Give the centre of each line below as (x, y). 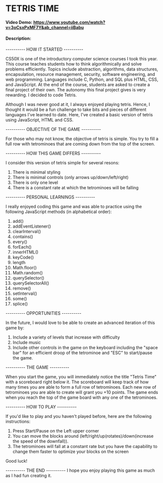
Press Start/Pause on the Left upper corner (56, 430)
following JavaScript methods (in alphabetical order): (59, 212)
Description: (18, 38)
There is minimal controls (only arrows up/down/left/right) (71, 177)
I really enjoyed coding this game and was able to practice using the (74, 206)
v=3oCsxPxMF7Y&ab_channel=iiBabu (45, 27)
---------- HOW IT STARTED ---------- (45, 49)
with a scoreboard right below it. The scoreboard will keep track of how (77, 382)
